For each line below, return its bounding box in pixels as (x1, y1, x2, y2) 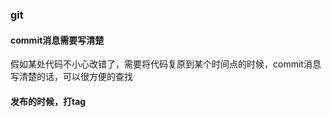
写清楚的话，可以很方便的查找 (10, 71, 133, 83)
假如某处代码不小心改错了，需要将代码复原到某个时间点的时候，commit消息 (10, 58, 322, 70)
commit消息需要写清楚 (10, 34, 105, 46)
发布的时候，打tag (10, 95, 87, 107)
